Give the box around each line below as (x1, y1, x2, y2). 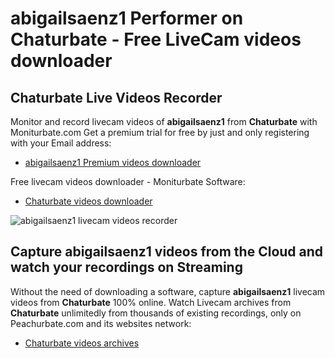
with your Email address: (10, 137, 112, 149)
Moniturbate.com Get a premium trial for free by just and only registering (10, 127, 310, 138)
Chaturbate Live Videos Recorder (10, 89, 223, 106)
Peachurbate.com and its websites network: (10, 317, 192, 329)
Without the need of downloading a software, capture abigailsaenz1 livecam (10, 285, 326, 297)
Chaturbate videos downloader (24, 195, 153, 207)
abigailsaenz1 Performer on (10, 7, 244, 30)
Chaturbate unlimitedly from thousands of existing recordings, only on (10, 307, 302, 319)
